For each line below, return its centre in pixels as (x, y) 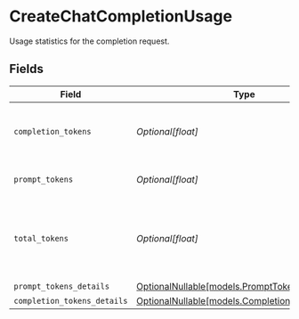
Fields (27, 69)
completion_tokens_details (71, 301)
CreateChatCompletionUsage (121, 16)
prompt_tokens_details (61, 286)
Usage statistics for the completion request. (89, 41)
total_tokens (41, 238)
